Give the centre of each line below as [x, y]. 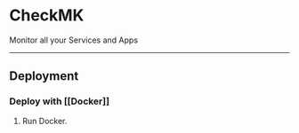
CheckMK [47, 16]
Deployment [44, 76]
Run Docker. [44, 121]
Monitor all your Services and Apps [74, 40]
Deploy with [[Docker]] [59, 101]
